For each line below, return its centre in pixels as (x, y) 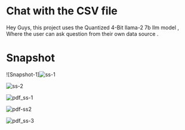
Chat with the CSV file (62, 11)
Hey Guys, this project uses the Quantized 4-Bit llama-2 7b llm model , (93, 27)
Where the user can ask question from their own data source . (82, 33)
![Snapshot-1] (23, 74)
